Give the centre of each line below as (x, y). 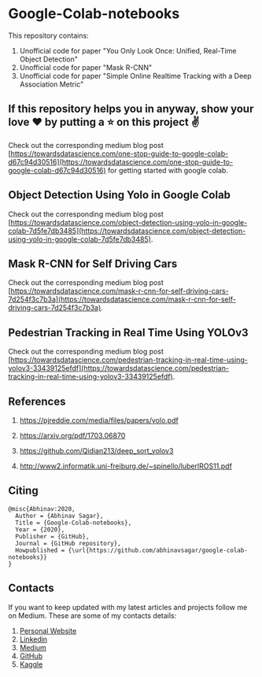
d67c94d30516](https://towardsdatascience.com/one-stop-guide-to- (121, 161)
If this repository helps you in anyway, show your (131, 109)
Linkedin (33, 639)
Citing (23, 491)
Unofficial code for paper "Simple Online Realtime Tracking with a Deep (135, 76)
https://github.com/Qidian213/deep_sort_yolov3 (96, 451)
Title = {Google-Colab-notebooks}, (74, 523)
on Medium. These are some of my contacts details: (92, 616)
